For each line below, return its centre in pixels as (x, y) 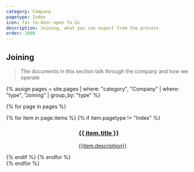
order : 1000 (21, 33)
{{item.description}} (103, 146)
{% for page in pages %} (36, 106)
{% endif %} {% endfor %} (39, 157)
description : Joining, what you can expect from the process (83, 28)
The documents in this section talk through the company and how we (104, 71)
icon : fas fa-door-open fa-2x (43, 22)
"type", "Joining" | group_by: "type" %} (53, 95)
